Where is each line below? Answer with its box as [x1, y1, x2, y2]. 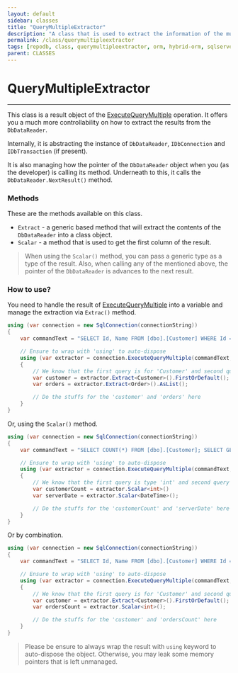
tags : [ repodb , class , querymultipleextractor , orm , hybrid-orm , [7, 43, 204, 50]
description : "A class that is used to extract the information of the [7, 30, 223, 38]
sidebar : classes [7, 17, 59, 24]
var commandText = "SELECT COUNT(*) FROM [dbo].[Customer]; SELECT [20, 446, 223, 453]
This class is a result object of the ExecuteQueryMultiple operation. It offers [7, 111, 228, 119]
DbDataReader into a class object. [17, 231, 113, 239]
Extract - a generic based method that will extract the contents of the [17, 223, 222, 232]
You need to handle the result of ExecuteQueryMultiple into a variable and [7, 300, 223, 309]
